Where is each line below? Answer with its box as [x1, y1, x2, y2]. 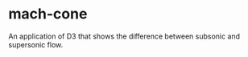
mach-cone [8, 5, 88, 23]
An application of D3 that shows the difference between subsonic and [8, 31, 240, 41]
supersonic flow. [8, 39, 64, 49]
